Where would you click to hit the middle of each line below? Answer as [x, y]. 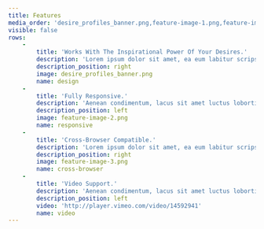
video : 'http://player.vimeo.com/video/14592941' [119, 205]
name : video [56, 213]
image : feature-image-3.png [82, 162]
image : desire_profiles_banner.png [95, 74]
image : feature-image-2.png [82, 118]
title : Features [35, 15]
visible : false [33, 30]
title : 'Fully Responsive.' [82, 96]
